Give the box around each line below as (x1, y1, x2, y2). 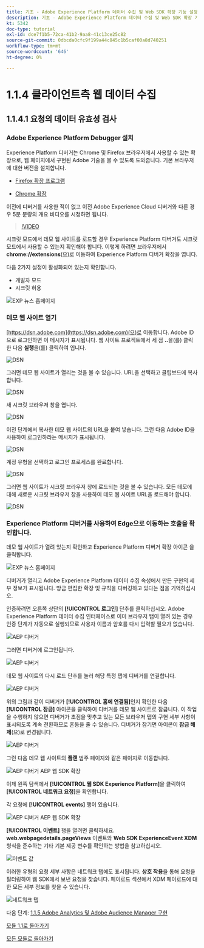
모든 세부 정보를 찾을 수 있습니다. (12, 883, 90, 891)
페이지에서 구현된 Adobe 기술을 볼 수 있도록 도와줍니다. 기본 (30, 156, 173, 163)
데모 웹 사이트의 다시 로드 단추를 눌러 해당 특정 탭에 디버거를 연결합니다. (6, 672, 176, 680)
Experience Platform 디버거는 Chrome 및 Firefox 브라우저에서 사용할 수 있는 (6, 149, 189, 156)
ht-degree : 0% (6, 54, 42, 60)
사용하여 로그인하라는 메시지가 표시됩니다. (6, 433, 106, 441)
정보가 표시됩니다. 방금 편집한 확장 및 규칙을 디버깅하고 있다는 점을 (12, 585, 170, 592)
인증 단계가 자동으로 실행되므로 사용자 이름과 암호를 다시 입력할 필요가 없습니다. (6, 620, 194, 628)
